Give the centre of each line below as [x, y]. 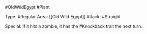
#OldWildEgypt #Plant [28, 7]
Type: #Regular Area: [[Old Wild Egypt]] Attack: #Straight [63, 17]
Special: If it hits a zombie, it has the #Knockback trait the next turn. [74, 26]
